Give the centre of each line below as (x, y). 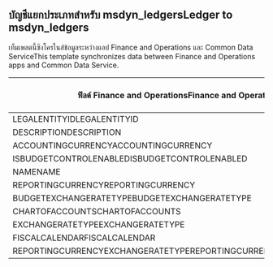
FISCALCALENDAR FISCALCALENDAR (84, 238)
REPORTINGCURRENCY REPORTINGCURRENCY (104, 185)
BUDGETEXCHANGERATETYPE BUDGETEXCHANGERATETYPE (132, 198)
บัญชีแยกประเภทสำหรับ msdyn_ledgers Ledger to (121, 15)
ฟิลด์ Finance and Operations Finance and (157, 95)
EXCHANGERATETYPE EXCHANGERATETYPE (99, 224)
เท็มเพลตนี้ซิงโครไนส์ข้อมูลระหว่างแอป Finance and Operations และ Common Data (131, 47)
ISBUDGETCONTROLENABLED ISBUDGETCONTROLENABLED (130, 158)
